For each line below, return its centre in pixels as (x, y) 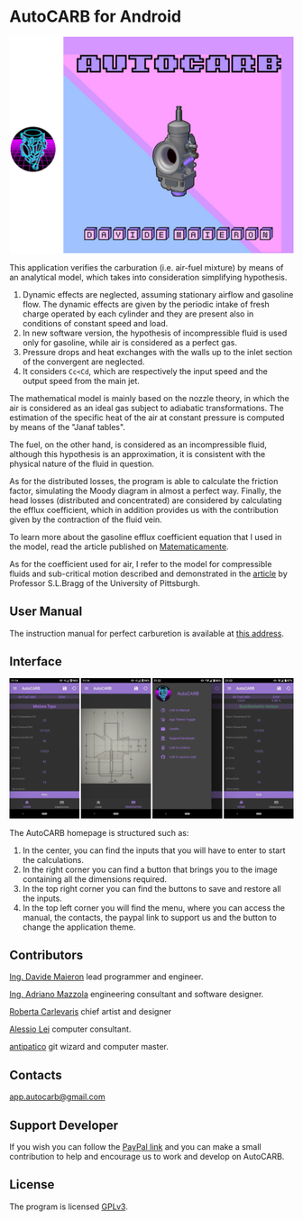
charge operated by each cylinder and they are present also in (138, 314)
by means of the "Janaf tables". (68, 427)
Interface (36, 661)
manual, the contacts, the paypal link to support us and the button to (149, 917)
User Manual (46, 612)
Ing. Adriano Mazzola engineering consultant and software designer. (137, 995)
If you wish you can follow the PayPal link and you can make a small (135, 1146)
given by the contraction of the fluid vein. (86, 519)
